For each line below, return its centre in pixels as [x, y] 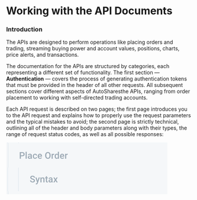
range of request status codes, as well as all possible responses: [85, 134]
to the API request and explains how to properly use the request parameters [98, 115]
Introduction [24, 30]
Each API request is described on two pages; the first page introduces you [97, 109]
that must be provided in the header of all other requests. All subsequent [95, 85]
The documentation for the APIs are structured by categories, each [88, 66]
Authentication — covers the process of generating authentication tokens [97, 79]
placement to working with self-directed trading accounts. [77, 98]
